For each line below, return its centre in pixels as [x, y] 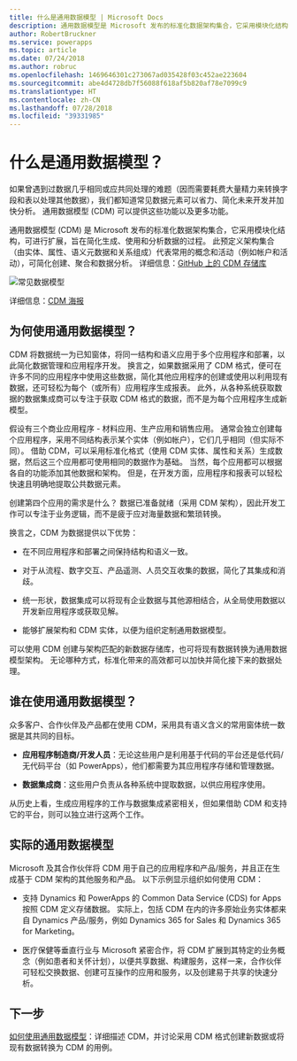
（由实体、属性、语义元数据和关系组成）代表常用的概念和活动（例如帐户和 [145, 252]
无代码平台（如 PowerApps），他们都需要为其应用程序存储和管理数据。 [151, 765]
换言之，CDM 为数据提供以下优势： [74, 532]
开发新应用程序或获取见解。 [72, 611]
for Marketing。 [50, 931]
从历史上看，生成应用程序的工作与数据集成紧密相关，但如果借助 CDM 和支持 [148, 803]
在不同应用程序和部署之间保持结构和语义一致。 [107, 551]
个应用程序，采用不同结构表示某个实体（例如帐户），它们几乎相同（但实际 [143, 439]
